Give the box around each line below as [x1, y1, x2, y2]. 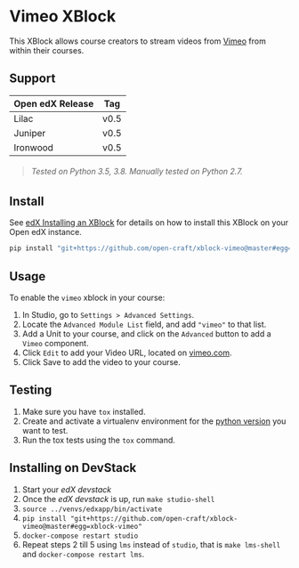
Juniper [13, 126, 46, 139]
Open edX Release [13, 97, 94, 110]
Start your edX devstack [21, 483, 112, 495]
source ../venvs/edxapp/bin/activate [21, 505, 163, 514]
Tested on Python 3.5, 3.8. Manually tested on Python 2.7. [30, 166, 243, 177]
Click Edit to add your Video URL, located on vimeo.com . [21, 347, 232, 358]
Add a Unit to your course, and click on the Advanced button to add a [21, 329, 271, 339]
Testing [9, 383, 53, 398]
